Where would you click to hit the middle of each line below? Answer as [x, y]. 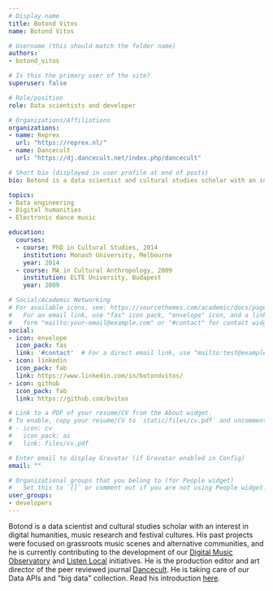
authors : [23, 54]
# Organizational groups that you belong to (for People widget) [121, 480]
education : [27, 233]
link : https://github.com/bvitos [72, 398]
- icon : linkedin [38, 361]
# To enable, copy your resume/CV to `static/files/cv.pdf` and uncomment [138, 421]
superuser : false [38, 83]
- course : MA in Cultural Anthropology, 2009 [94, 270]
